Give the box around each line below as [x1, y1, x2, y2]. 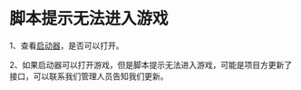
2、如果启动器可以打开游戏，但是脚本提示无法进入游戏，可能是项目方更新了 [9, 59, 293, 70]
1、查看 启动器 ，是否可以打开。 [9, 40, 124, 51]
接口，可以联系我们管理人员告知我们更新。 [9, 70, 169, 82]
